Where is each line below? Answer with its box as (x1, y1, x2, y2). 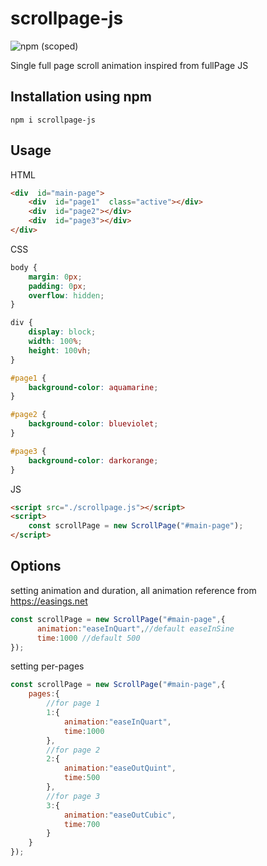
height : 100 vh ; (28, 345, 92, 356)
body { (10, 262, 38, 272)
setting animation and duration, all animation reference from (10, 584, 257, 596)
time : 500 (63, 773, 101, 783)
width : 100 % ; (28, 337, 83, 347)
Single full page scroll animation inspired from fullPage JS (10, 59, 249, 71)
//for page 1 (46, 698, 101, 709)
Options (10, 558, 62, 575)
